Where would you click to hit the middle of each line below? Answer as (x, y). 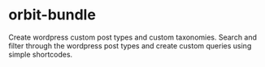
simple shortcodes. (41, 54)
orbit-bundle (52, 15)
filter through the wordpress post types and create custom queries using (130, 45)
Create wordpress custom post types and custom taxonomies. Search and (133, 37)
